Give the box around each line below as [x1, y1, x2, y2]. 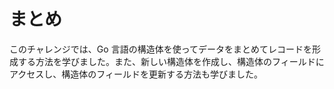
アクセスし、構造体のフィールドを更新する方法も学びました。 [9, 68, 264, 80]
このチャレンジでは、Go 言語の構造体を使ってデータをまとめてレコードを [9, 43, 312, 55]
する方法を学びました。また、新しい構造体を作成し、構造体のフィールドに [17, 55, 325, 67]
